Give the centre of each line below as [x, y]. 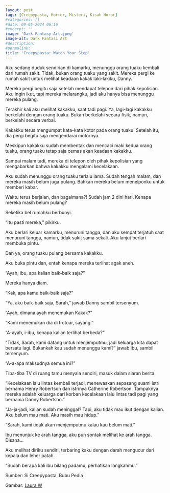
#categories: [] [22, 19]
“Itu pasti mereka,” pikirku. [33, 222]
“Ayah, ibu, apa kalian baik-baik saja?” [45, 273]
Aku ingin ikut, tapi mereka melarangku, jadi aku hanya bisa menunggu [80, 94]
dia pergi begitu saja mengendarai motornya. [52, 135]
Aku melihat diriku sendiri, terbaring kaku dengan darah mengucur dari [80, 450]
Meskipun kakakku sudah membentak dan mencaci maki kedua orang [79, 145]
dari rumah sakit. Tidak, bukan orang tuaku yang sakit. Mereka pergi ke [80, 73]
